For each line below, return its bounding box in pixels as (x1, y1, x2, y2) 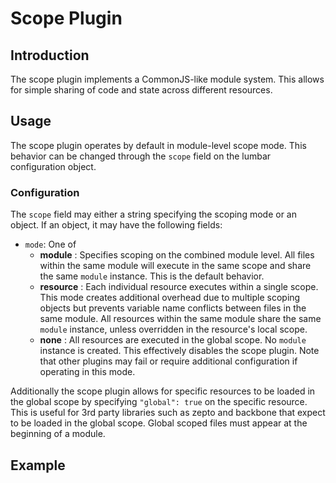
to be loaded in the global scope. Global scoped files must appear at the (10, 417, 308, 429)
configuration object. (10, 160, 97, 172)
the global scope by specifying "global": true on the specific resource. (10, 396, 308, 408)
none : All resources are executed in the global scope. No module (39, 334, 307, 346)
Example (10, 457, 66, 474)
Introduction (10, 47, 90, 64)
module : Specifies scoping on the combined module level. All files (39, 249, 315, 261)
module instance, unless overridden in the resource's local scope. (39, 323, 308, 336)
